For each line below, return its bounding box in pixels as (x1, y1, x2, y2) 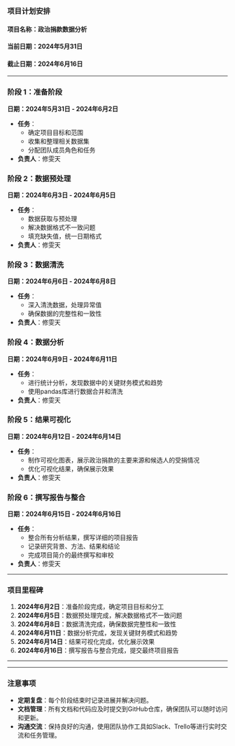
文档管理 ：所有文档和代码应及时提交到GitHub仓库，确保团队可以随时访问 (17, 705, 228, 713)
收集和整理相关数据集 (27, 136, 90, 145)
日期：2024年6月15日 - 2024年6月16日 (7, 509, 121, 519)
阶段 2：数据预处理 (7, 174, 71, 183)
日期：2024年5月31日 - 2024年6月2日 (7, 104, 119, 113)
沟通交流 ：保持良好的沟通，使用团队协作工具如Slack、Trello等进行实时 (17, 722, 222, 731)
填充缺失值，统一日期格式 (27, 232, 102, 240)
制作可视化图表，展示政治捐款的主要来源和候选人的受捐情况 (27, 456, 200, 464)
